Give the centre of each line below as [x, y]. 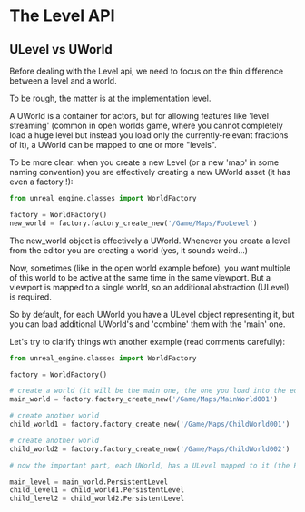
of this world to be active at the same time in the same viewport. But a [140, 277]
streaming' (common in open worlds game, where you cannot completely [146, 125]
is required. [30, 297]
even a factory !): [41, 182]
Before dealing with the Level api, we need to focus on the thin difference [147, 71]
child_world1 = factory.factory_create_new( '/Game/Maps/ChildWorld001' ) [150, 424]
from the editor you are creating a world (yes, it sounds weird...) [128, 250]
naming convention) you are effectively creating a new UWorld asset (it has [150, 172]
